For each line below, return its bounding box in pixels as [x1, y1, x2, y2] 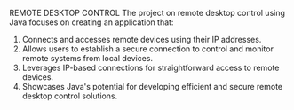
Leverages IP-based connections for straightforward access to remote [21, 62, 280, 73]
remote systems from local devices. [21, 53, 154, 63]
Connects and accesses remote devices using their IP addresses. [21, 35, 262, 44]
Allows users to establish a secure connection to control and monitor [21, 43, 274, 54]
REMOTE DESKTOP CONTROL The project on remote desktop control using [9, 8, 286, 18]
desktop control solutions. [21, 90, 118, 101]
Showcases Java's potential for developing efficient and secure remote [21, 82, 283, 91]
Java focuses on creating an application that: [9, 17, 174, 27]
